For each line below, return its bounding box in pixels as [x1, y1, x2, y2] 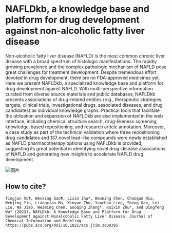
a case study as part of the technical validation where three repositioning [5, 129, 160, 135]
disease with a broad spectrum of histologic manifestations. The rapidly [5, 58, 157, 64]
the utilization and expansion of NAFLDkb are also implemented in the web [5, 112, 163, 119]
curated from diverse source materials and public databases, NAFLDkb [5, 91, 156, 97]
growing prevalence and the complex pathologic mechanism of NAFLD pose [5, 64, 167, 70]
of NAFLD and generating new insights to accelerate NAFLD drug [5, 151, 144, 157]
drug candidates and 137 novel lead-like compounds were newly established [5, 134, 167, 141]
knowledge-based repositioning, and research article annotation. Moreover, [5, 124, 165, 130]
